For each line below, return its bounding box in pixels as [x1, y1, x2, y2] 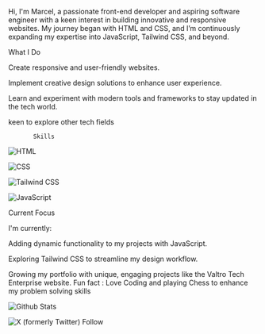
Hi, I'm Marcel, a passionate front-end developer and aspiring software [8, 7, 240, 16]
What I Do [8, 48, 41, 56]
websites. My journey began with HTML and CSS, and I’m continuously [8, 24, 240, 33]
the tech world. [8, 102, 58, 111]
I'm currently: [8, 224, 52, 232]
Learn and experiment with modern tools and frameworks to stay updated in [8, 94, 257, 102]
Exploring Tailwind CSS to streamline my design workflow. [8, 254, 198, 263]
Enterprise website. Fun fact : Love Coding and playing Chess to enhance [8, 278, 248, 287]
